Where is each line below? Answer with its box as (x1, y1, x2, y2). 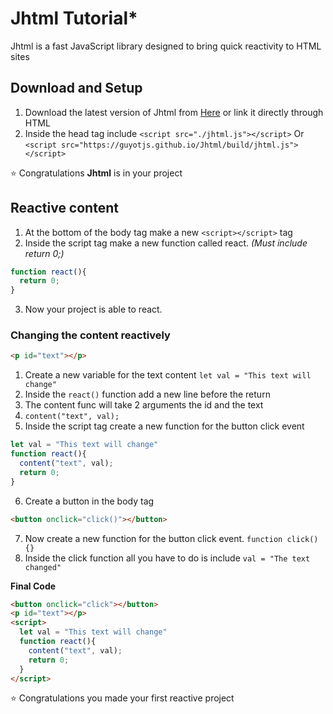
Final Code (10, 580, 57, 592)
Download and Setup (10, 80, 143, 97)
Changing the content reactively (10, 328, 171, 342)
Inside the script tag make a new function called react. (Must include (24, 237, 308, 249)
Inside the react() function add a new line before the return (24, 388, 271, 401)
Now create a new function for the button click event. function (24, 532, 283, 544)
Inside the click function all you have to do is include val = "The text (24, 552, 311, 564)
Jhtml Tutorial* (10, 7, 138, 30)
